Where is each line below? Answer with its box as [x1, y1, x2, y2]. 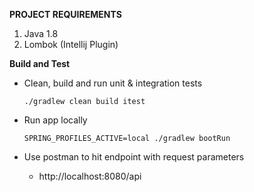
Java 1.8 [23, 28, 59, 39]
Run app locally [23, 114, 88, 126]
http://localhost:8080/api [38, 170, 142, 182]
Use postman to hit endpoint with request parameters [23, 151, 245, 163]
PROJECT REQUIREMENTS [9, 9, 122, 20]
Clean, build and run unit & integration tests [23, 77, 203, 89]
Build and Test [9, 58, 71, 69]
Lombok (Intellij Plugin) [23, 39, 119, 50]
